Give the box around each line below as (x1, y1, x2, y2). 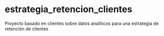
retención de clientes (5, 25, 48, 31)
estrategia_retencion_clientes (5, 4, 132, 15)
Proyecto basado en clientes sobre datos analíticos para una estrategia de (5, 20, 159, 26)
